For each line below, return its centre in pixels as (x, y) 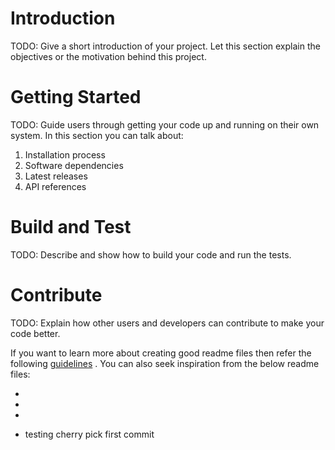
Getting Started (76, 97)
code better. (35, 333)
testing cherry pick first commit (89, 434)
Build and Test (71, 227)
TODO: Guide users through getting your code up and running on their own (165, 124)
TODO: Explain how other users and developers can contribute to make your (167, 323)
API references (55, 186)
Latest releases (56, 176)
